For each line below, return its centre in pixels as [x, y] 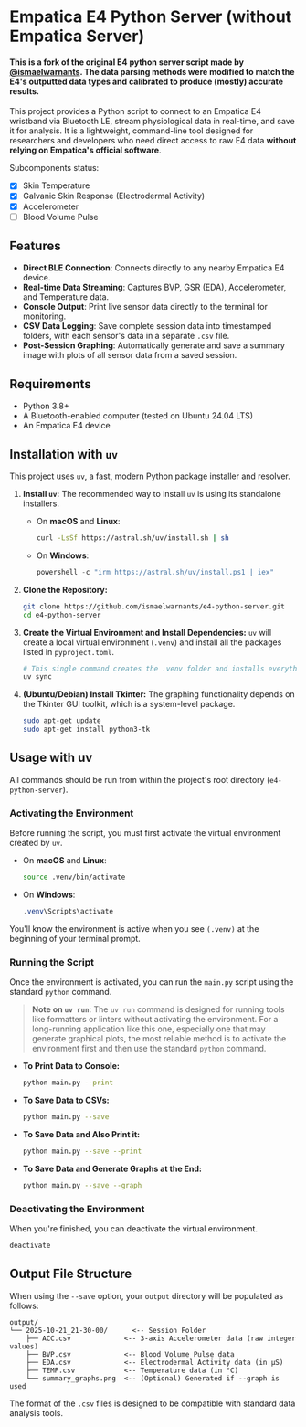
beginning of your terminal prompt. [75, 938]
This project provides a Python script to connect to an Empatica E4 [136, 111]
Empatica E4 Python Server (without [151, 17]
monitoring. [44, 316]
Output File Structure [71, 1274]
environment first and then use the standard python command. [149, 1049]
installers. [41, 503]
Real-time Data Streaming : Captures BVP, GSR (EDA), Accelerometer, [154, 287]
